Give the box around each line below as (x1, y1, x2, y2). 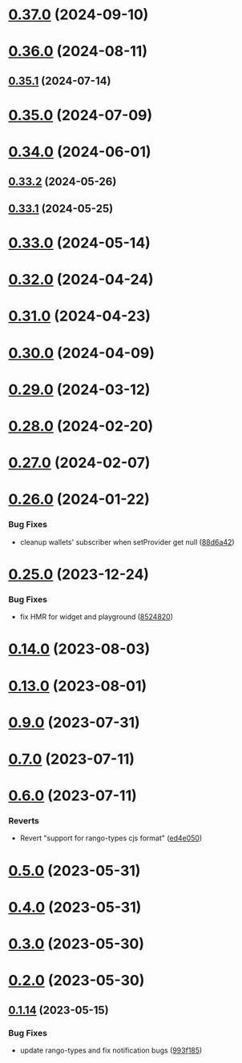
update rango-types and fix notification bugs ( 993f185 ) (19, 1045, 203, 1055)
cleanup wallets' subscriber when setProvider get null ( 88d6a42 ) (19, 537, 235, 546)
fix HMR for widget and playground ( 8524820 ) (19, 612, 174, 622)
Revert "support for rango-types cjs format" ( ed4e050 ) (19, 833, 203, 843)
